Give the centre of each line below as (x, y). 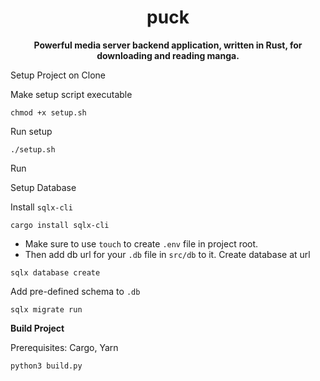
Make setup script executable (71, 94)
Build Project (37, 328)
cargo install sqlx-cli (60, 225)
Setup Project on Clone (58, 75)
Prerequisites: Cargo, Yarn (64, 347)
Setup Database (43, 187)
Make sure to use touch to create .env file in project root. (141, 243)
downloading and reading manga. (168, 55)
